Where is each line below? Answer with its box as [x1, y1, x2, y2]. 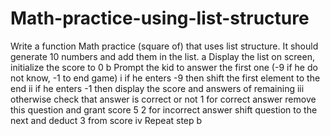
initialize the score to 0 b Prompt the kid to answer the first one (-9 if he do [10, 61, 318, 73]
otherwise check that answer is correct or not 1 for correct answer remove [10, 93, 317, 105]
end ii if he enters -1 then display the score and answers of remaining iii [10, 82, 305, 94]
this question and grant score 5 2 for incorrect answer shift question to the [10, 103, 318, 116]
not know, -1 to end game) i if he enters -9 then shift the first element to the [10, 72, 321, 84]
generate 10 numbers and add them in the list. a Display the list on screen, [10, 50, 315, 62]
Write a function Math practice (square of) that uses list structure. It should [10, 40, 319, 52]
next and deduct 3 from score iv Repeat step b [10, 114, 203, 126]
